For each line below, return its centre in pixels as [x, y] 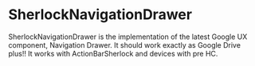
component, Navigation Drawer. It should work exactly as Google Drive [125, 45]
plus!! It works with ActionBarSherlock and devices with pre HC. [113, 53]
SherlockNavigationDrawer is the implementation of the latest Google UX [128, 37]
